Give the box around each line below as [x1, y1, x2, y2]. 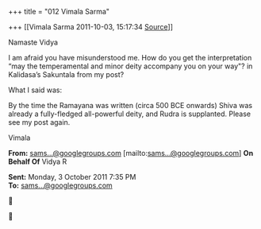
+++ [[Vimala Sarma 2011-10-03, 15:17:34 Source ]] [8, 22, 173, 31]
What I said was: [8, 85, 63, 95]
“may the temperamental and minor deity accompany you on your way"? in [8, 61, 253, 71]
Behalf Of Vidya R [8, 157, 67, 166]
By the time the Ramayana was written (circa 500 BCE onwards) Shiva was [8, 101, 252, 110]
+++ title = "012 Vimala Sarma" [8, 7, 109, 16]
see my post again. [8, 118, 71, 126]
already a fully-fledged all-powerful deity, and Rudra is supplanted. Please [8, 109, 251, 118]
